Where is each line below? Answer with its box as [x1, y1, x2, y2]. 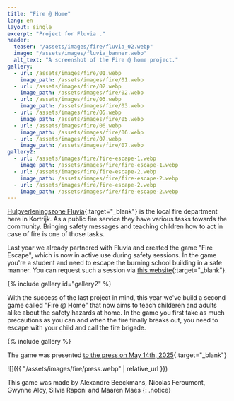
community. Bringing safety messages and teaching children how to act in [7, 222, 223, 231]
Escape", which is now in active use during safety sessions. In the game [7, 251, 217, 260]
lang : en [7, 17, 33, 24]
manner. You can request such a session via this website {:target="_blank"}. [7, 266, 228, 274]
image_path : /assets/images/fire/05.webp [20, 115, 144, 122]
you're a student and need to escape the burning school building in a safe [7, 259, 223, 267]
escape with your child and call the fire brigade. [7, 323, 146, 332]
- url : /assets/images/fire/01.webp [13, 69, 122, 76]
